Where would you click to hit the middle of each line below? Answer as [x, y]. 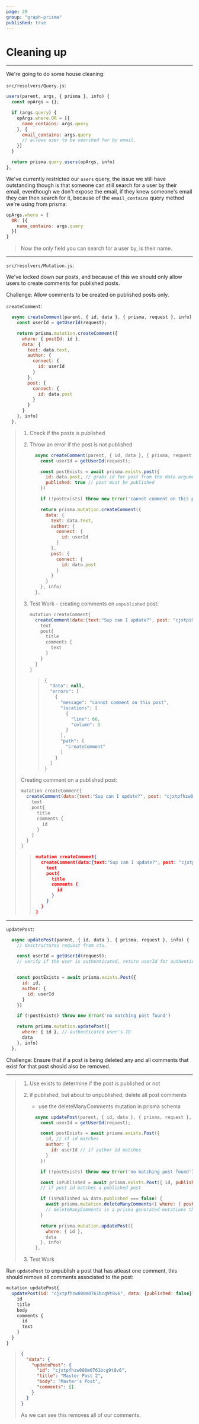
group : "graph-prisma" [34, 17]
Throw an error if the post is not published [81, 444]
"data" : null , [67, 686]
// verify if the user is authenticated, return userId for [92, 962]
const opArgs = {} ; [36, 102]
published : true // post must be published [100, 483]
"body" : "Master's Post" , [68, 1382]
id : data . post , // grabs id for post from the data [110, 477]
